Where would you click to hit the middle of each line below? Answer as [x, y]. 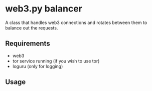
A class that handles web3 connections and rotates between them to [76, 22]
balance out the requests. [32, 27]
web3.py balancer [44, 9]
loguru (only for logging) [38, 66]
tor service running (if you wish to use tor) [56, 61]
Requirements [28, 44]
